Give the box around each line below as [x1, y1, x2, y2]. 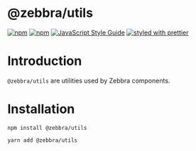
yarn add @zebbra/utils [7, 136, 78, 144]
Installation [7, 101, 75, 117]
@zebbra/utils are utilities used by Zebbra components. [7, 76, 170, 85]
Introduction [7, 53, 82, 69]
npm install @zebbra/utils [7, 124, 87, 131]
